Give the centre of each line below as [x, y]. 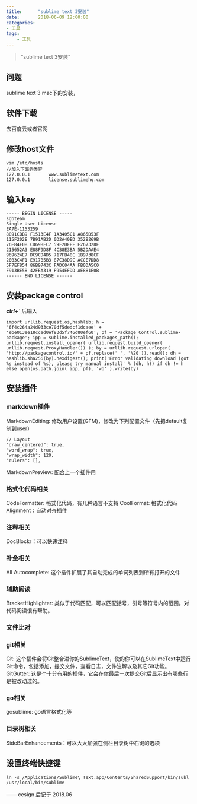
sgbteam [16, 219]
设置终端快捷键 [33, 763]
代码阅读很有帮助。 [30, 610]
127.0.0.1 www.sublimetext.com [53, 175]
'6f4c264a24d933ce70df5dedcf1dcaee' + [54, 328]
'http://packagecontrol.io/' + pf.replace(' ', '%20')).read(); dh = [94, 354]
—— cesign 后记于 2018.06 [39, 794]
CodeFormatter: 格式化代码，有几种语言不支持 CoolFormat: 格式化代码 [92, 503]
